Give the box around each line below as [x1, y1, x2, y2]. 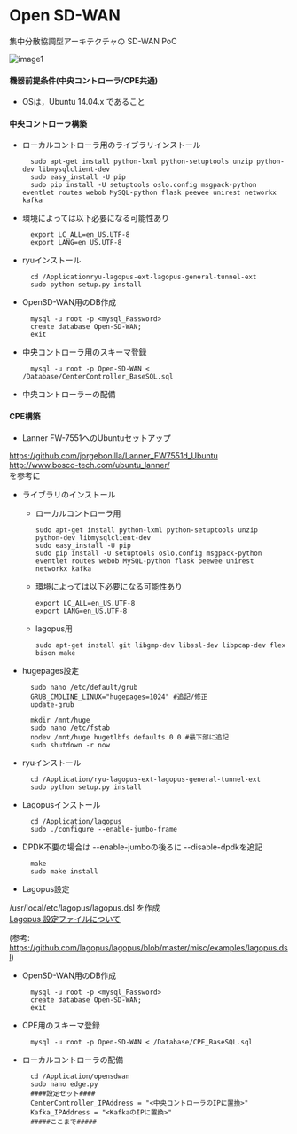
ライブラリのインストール [21, 489, 116, 499]
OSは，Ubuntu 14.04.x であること [21, 97, 145, 107]
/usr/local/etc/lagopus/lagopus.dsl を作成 [9, 902, 160, 913]
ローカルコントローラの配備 [21, 1054, 124, 1065]
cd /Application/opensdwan [30, 1072, 130, 1081]
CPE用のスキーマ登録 [21, 1020, 100, 1030]
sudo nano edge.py [30, 1079, 98, 1089]
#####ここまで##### [30, 1117, 98, 1126]
